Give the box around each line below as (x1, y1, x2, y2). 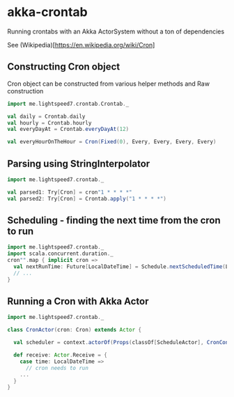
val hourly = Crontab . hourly (7, 119, 92, 126)
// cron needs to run (25, 364, 89, 371)
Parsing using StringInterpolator (7, 157, 150, 169)
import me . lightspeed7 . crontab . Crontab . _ (7, 100, 130, 107)
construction (7, 86, 44, 95)
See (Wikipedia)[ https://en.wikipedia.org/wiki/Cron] (7, 40, 155, 49)
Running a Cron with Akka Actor (7, 295, 149, 307)
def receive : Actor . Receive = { (13, 352, 108, 359)
